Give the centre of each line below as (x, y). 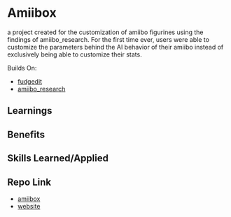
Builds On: (22, 68)
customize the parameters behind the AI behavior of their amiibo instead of (115, 47)
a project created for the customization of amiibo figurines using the (106, 32)
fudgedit (30, 81)
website (29, 206)
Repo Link (29, 182)
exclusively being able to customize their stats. (75, 54)
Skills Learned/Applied (58, 158)
